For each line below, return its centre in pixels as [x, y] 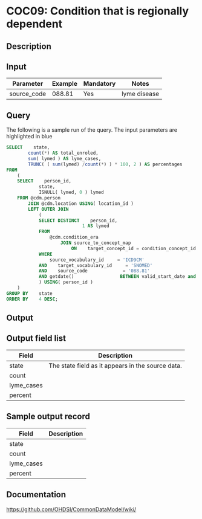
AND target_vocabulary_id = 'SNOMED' [96, 265]
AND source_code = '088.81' [94, 271]
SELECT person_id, [44, 181]
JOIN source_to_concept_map [96, 243]
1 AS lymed [96, 226]
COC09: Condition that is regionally [98, 11]
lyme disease [141, 94]
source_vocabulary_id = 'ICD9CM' [97, 260]
